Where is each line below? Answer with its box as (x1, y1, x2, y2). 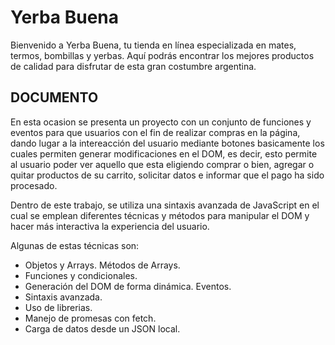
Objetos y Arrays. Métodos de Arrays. (24, 259, 181, 271)
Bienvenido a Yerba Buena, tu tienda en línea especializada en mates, (10, 39, 297, 51)
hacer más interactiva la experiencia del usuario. (10, 220, 210, 232)
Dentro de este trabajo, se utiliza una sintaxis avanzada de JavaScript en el (10, 199, 320, 211)
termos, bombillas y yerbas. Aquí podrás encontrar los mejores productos (10, 49, 315, 61)
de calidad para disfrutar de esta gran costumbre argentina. (10, 60, 257, 72)
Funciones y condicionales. (24, 269, 138, 281)
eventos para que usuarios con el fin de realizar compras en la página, (10, 126, 301, 138)
